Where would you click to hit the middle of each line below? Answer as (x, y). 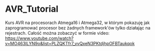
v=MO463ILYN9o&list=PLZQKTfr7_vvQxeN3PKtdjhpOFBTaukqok (70, 43)
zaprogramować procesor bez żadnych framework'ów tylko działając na (78, 27)
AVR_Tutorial (32, 9)
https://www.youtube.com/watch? (39, 38)
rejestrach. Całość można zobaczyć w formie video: (57, 33)
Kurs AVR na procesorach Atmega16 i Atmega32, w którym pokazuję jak (77, 23)
